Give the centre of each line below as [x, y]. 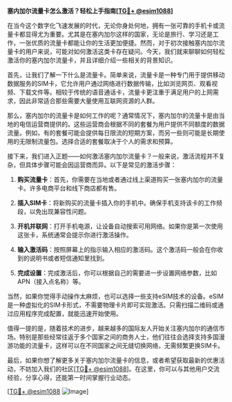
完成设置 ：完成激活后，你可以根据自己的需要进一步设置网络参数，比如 [117, 273]
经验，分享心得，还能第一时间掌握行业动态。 [71, 377]
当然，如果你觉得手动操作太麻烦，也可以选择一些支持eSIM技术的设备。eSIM [116, 296]
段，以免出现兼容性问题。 [54, 211]
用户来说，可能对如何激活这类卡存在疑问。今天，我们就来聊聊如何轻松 [125, 52]
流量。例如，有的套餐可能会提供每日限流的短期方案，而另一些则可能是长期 [113, 133]
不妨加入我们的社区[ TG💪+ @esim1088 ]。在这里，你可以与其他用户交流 [119, 369]
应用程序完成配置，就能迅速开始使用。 [67, 313]
